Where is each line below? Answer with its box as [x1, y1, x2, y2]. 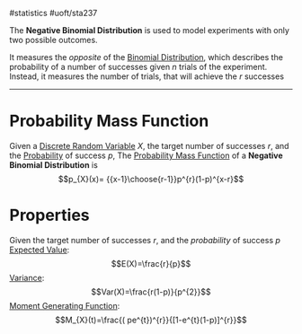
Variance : [9, 272, 45, 283]
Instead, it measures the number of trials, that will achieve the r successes [9, 71, 285, 82]
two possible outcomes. [9, 35, 98, 45]
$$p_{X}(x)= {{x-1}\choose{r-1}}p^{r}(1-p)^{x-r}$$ [58, 173, 244, 184]
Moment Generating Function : [9, 300, 120, 311]
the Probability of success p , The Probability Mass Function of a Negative [9, 150, 283, 161]
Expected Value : [9, 244, 70, 255]
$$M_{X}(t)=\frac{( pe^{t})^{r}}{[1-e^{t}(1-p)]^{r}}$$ [55, 314, 247, 325]
